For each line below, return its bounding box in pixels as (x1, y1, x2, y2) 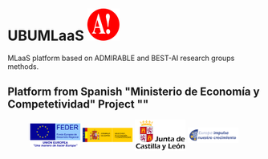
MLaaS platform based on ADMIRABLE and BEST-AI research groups (7, 53, 235, 63)
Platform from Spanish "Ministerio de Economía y (7, 85, 260, 99)
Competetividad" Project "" (7, 97, 149, 112)
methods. (7, 61, 39, 71)
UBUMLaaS (7, 26, 85, 45)
